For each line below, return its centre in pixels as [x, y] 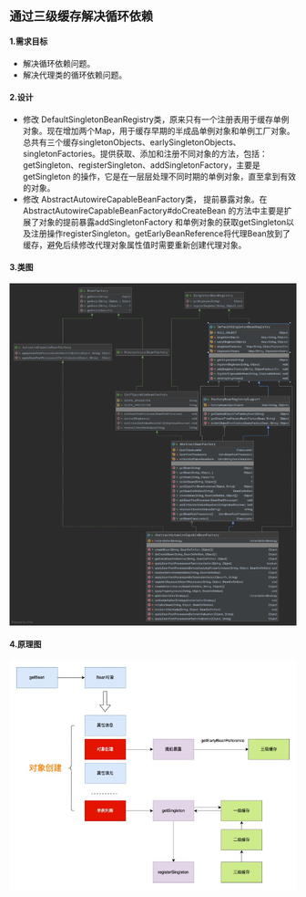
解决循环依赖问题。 [59, 63]
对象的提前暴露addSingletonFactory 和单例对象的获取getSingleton [163, 222]
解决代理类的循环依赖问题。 [75, 75]
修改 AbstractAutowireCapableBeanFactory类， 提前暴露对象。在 [145, 199]
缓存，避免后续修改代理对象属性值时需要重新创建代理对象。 [134, 245]
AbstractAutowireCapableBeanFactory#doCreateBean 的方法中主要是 [153, 210]
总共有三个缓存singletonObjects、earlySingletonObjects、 [132, 142]
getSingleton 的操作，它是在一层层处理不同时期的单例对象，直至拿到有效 [159, 176]
